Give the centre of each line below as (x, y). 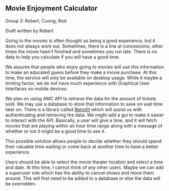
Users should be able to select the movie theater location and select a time (84, 162)
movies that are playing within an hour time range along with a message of (84, 125)
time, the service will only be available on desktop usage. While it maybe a (84, 78)
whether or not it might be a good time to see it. (56, 131)
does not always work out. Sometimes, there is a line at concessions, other (84, 46)
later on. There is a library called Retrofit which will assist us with (74, 109)
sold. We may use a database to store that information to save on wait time (84, 104)
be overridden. (21, 183)
